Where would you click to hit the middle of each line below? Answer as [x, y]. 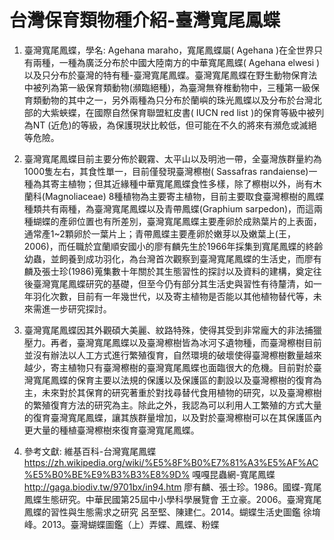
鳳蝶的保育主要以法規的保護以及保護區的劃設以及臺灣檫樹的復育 [182, 380]
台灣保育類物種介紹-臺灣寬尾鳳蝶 [145, 20]
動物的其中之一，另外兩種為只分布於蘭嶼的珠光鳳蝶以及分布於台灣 [177, 100]
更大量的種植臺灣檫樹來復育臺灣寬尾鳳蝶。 [111, 430]
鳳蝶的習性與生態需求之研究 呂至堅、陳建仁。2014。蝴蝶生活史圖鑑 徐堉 [172, 512]
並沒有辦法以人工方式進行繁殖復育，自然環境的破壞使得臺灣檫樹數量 [164, 355]
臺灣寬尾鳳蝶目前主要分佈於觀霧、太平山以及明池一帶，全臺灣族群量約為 [172, 158]
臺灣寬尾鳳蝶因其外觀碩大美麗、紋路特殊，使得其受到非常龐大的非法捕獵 [172, 330]
